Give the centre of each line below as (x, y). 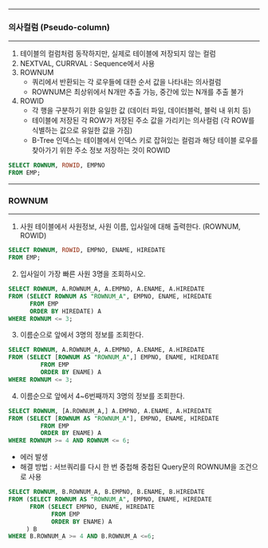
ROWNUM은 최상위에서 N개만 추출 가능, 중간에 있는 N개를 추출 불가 (138, 92)
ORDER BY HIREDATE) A (65, 311)
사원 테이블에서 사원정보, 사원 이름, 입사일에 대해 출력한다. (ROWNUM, (130, 227)
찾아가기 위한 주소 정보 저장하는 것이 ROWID (101, 150)
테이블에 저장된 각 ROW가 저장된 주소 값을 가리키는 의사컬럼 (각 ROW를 (143, 120)
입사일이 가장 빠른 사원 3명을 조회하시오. (83, 274)
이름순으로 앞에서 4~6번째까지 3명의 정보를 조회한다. (102, 396)
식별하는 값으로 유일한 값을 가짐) (82, 130)
